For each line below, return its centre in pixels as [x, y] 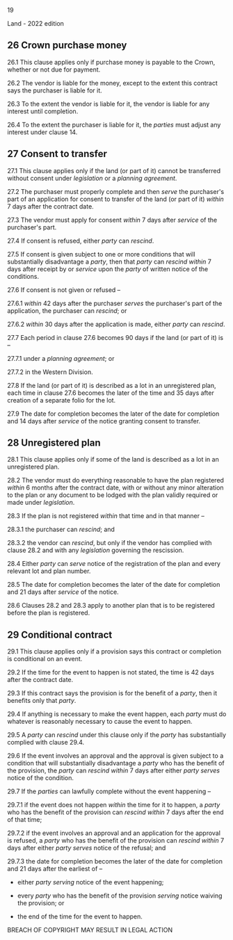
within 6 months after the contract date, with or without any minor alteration [115, 488]
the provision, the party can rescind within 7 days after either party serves [114, 770]
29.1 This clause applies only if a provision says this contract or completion [114, 651]
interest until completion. [43, 111]
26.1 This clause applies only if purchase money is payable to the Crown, [111, 62]
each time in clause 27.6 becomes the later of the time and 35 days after [111, 393]
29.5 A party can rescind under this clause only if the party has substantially [117, 735]
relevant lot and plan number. [49, 571]
